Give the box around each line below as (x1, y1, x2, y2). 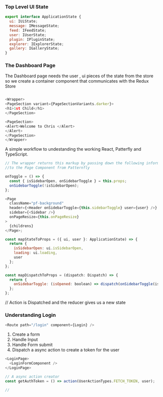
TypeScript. (5, 152, 28, 157)
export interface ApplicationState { (5, 15, 81, 19)
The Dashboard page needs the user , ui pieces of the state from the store (5, 73, 154, 79)
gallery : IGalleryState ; (9, 46, 60, 51)
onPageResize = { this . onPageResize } (9, 215, 79, 220)
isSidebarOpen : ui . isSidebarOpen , (14, 246, 83, 251)
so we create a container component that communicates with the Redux (5, 78, 149, 84)
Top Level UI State (5, 3, 49, 10)
